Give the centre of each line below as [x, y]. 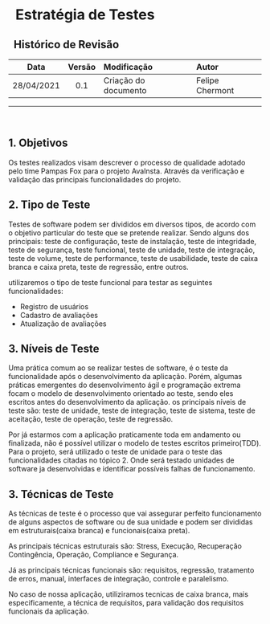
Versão [82, 67]
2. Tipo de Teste [49, 205]
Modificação [128, 67]
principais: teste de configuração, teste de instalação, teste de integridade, [133, 241]
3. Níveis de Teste [54, 349]
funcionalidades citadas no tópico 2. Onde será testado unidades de [121, 460]
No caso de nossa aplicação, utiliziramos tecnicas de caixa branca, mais [129, 594]
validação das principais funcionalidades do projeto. [95, 179]
